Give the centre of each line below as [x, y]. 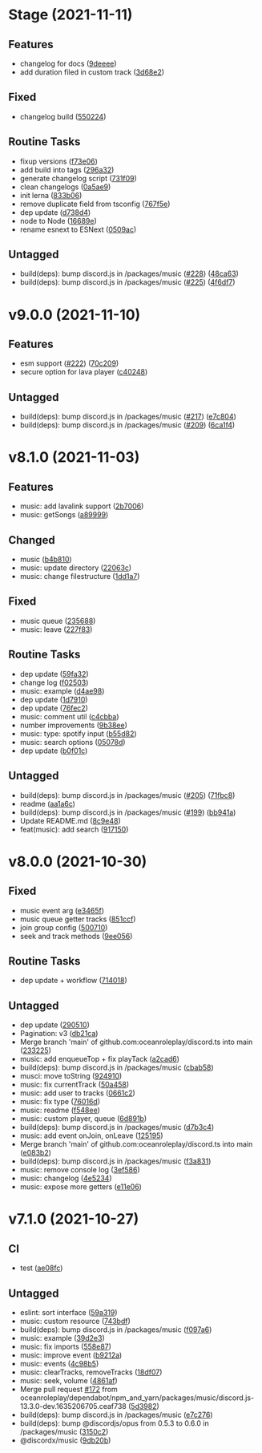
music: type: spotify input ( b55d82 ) [79, 733]
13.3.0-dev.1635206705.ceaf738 [73, 1406]
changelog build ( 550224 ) [63, 116]
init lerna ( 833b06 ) [51, 195]
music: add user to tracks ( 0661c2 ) [78, 1093]
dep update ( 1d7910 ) [54, 699]
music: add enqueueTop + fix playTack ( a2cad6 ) [100, 1059]
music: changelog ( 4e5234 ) [66, 1178]
